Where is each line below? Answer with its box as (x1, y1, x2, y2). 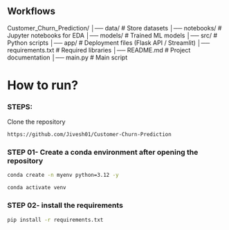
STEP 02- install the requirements (7, 200, 123, 210)
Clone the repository (7, 117, 66, 126)
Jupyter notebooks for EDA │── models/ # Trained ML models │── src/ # (7, 31, 218, 39)
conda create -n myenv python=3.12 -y (7, 172, 119, 179)
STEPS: (7, 102, 33, 111)
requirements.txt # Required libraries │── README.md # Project (7, 46, 191, 54)
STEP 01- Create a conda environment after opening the (7, 148, 199, 157)
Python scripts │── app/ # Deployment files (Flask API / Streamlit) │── (7, 38, 210, 47)
